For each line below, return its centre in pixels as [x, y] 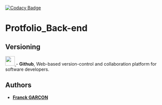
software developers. [27, 69]
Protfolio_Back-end [46, 28]
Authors [18, 85]
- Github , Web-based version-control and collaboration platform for [86, 64]
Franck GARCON [30, 97]
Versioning [23, 47]
